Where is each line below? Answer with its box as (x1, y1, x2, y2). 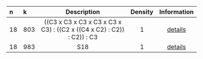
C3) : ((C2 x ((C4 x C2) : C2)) (41, 25, 125, 34)
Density (130, 8, 154, 16)
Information (159, 8, 194, 16)
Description (65, 8, 100, 16)
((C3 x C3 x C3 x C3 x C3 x (43, 18, 122, 26)
